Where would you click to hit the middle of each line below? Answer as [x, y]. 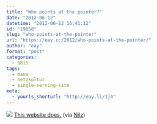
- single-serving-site [41, 86]
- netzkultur [28, 80]
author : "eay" [24, 46]
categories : [21, 57]
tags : [13, 68]
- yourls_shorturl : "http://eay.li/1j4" [64, 97]
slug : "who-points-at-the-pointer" [52, 35]
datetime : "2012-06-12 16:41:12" [49, 23]
